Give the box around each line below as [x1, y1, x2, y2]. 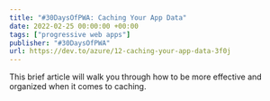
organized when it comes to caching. [9, 81, 147, 92]
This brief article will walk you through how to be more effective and [9, 71, 263, 82]
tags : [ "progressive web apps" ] [9, 30, 130, 39]
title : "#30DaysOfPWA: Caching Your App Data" [9, 13, 187, 23]
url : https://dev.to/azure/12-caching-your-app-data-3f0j [9, 47, 231, 56]
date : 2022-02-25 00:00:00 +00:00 [9, 22, 139, 31]
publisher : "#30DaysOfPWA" [9, 38, 111, 48]
